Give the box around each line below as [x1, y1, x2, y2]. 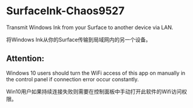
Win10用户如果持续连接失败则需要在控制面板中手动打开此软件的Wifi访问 [6, 88, 182, 95]
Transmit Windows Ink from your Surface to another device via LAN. [6, 24, 174, 31]
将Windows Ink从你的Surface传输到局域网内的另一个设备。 [6, 36, 151, 43]
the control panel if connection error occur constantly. [6, 75, 139, 82]
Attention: [6, 53, 45, 63]
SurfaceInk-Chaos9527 [6, 4, 125, 18]
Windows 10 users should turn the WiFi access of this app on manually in [6, 69, 186, 77]
